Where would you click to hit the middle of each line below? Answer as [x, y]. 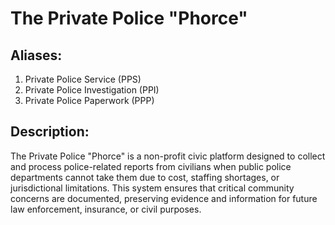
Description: [50, 132]
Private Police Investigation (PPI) [92, 90]
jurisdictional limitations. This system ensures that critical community [152, 188]
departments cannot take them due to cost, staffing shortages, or [145, 177]
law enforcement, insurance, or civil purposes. [106, 209]
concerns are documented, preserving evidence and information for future [164, 198]
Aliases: [36, 55]
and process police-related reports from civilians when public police [151, 166]
